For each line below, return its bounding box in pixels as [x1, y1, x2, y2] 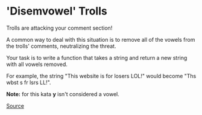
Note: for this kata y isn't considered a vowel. [6, 90, 119, 97]
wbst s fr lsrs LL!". [6, 79, 51, 86]
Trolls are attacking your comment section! [6, 24, 113, 31]
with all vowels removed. [6, 61, 68, 68]
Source [6, 102, 24, 110]
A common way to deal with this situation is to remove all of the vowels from [6, 36, 195, 43]
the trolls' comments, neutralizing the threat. [6, 42, 116, 50]
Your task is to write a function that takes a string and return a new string [6, 54, 188, 61]
